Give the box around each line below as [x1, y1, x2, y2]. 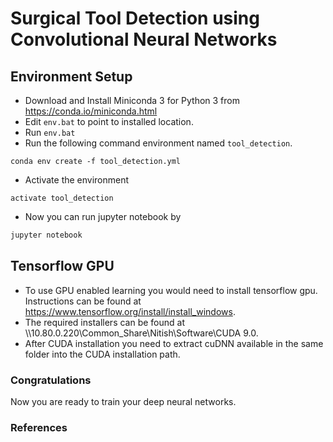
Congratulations [10, 373, 92, 387]
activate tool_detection [10, 193, 114, 203]
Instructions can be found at [24, 295, 142, 307]
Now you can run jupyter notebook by [24, 211, 182, 222]
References [10, 420, 68, 434]
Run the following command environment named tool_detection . [24, 137, 293, 149]
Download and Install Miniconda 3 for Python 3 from [24, 95, 240, 106]
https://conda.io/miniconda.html [24, 105, 158, 117]
